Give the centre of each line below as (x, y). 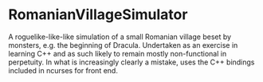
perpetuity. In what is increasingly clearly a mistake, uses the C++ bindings (131, 62)
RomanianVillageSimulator (98, 15)
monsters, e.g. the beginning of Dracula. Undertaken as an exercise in (123, 45)
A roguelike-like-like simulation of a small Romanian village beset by (120, 37)
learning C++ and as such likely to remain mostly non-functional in (118, 53)
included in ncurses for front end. (63, 70)
